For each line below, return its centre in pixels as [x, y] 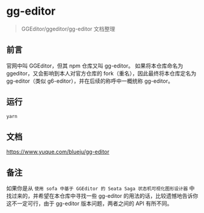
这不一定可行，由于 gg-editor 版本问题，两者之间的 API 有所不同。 [89, 204]
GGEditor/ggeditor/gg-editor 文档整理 [68, 29]
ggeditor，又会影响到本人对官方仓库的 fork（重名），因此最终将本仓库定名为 [101, 73]
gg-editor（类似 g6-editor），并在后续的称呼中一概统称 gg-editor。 [90, 81]
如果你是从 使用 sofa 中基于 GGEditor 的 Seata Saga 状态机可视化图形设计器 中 [100, 188]
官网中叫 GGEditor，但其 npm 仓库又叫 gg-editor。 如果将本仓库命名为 [95, 66]
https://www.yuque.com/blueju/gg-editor [58, 152]
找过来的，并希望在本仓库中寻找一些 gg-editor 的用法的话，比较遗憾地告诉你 [102, 196]
